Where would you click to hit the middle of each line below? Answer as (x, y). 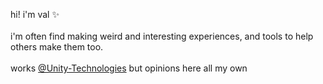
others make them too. (57, 47)
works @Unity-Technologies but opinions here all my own (129, 68)
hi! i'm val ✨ (35, 14)
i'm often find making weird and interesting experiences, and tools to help (162, 36)
